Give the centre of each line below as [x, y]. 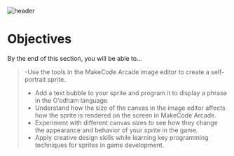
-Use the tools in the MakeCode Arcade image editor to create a [117, 72]
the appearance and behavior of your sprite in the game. [116, 130]
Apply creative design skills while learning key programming [122, 137]
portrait [35, 79]
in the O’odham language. [72, 100]
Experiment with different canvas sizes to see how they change [126, 122]
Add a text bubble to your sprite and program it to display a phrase [131, 93]
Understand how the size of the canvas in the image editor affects [130, 108]
